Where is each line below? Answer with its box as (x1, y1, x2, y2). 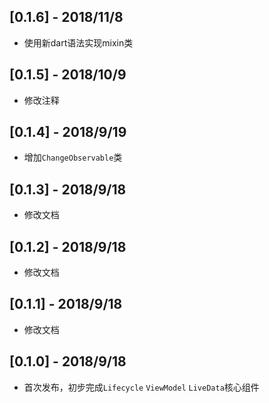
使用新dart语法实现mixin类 (23, 36, 134, 49)
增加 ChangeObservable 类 (23, 151, 123, 164)
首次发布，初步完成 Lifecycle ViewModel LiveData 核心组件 (23, 381, 260, 393)
